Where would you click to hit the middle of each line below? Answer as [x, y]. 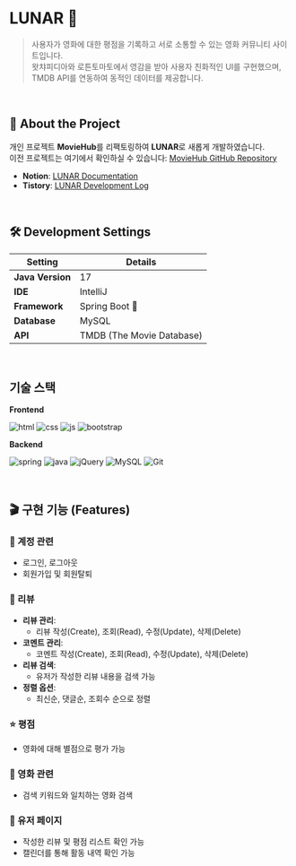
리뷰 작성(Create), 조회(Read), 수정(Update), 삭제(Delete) [139, 632]
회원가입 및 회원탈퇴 [57, 574]
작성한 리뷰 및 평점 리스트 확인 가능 [83, 842]
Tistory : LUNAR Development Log [86, 185]
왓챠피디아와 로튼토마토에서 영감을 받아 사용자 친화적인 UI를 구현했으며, [156, 66]
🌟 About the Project [65, 124]
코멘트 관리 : [43, 643]
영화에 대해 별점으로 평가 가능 [74, 749]
